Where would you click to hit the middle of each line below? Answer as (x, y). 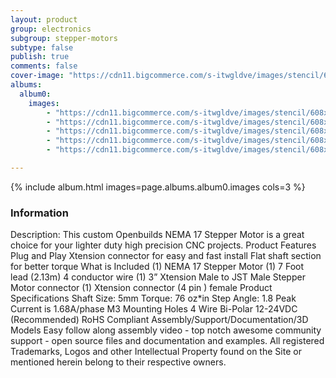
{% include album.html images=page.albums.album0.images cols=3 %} (158, 187)
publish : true (40, 57)
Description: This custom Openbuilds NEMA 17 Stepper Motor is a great (157, 235)
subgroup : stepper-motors (64, 38)
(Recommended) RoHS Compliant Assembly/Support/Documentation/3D (159, 320)
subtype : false (42, 47)
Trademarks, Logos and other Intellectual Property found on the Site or (156, 352)
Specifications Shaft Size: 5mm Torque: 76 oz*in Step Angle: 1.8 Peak (153, 298)
